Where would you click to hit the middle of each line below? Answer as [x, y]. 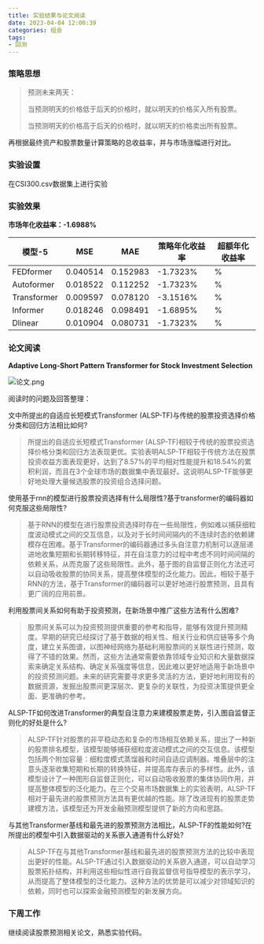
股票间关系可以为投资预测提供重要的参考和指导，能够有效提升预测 [134, 627]
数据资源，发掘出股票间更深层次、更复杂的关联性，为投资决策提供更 [137, 686]
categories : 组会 [35, 30]
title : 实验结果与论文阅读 [47, 15]
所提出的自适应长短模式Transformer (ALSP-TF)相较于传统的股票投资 [137, 442]
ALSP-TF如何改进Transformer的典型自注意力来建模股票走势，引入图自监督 [128, 713]
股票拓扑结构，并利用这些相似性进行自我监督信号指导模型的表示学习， [141, 872]
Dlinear [26, 323]
